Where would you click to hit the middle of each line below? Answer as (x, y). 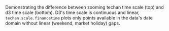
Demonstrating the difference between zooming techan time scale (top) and (84, 7)
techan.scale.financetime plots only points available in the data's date (79, 18)
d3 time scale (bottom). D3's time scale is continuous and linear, (72, 12)
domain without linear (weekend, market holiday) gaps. (63, 23)
